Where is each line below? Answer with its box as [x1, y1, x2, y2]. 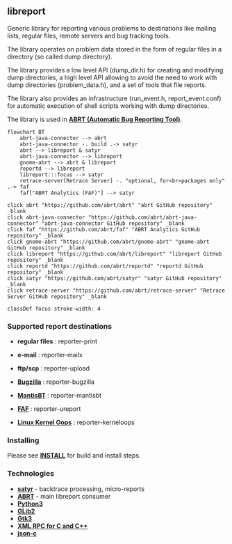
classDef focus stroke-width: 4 [7, 305, 101, 312]
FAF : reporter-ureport [17, 405, 81, 413]
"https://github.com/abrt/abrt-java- [88, 214, 197, 221]
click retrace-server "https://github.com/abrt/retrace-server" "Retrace [7, 287, 226, 294]
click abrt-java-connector [7, 214, 85, 221]
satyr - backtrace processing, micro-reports [17, 484, 144, 493]
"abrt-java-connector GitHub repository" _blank [41, 219, 185, 227]
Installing [7, 435, 40, 445]
